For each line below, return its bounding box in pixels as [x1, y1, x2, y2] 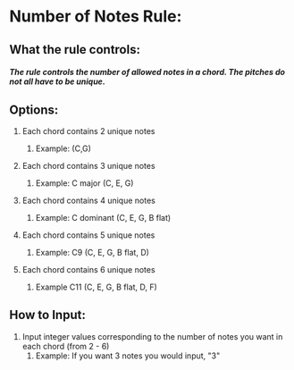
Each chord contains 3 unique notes [21, 160, 155, 171]
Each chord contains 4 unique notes [21, 195, 156, 206]
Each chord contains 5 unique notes [21, 230, 155, 240]
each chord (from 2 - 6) [21, 341, 110, 351]
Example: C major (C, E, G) [35, 177, 134, 189]
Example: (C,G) [35, 143, 92, 154]
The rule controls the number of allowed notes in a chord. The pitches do [9, 67, 286, 78]
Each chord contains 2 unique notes [21, 125, 155, 136]
